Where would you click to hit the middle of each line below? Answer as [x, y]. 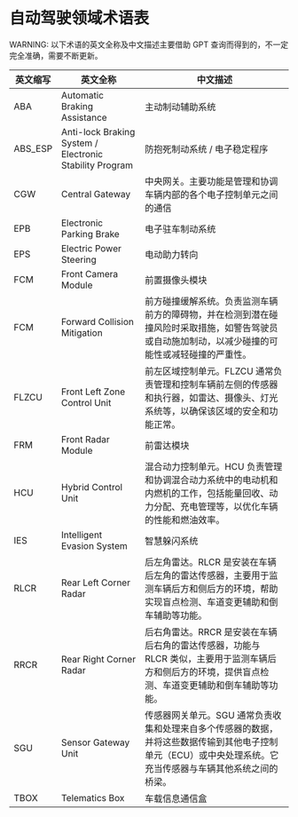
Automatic [82, 95]
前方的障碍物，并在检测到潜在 [207, 314]
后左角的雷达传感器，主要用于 [207, 575]
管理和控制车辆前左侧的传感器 [216, 385]
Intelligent [82, 535]
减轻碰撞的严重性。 [212, 354]
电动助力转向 [172, 254]
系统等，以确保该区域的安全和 [207, 411]
